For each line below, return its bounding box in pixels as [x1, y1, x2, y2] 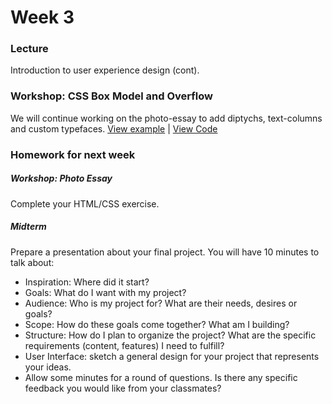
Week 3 [10, 6, 75, 29]
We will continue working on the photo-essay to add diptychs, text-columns [10, 112, 323, 124]
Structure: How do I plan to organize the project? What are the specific [24, 329, 317, 341]
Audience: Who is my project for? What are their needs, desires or [24, 297, 298, 309]
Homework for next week [10, 147, 136, 161]
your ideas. [24, 361, 72, 373]
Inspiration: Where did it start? [24, 276, 150, 288]
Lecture [10, 42, 49, 56]
